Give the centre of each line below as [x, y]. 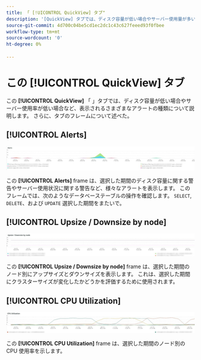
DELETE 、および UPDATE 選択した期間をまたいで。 [66, 203]
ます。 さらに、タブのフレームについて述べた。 [74, 115]
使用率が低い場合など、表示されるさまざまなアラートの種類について [106, 108]
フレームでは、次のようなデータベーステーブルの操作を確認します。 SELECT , [99, 196]
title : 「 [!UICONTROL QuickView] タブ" [56, 13]
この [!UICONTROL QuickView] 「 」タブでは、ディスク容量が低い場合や [96, 100]
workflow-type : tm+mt [33, 32]
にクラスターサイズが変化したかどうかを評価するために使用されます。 [92, 281]
